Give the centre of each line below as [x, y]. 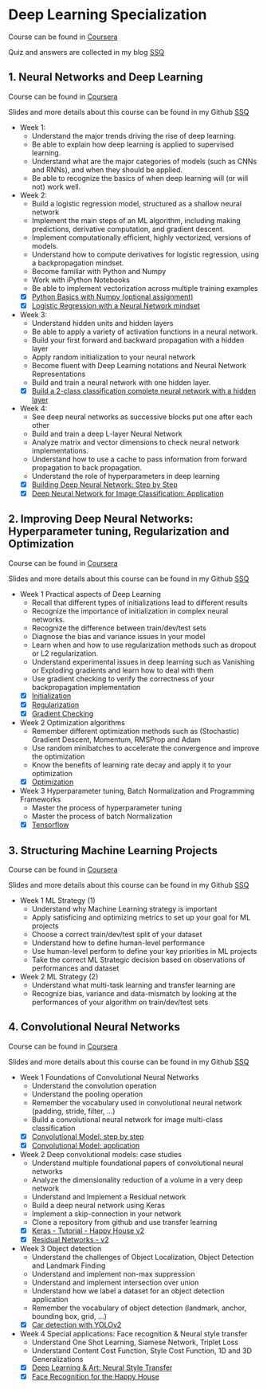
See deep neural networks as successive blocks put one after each [142, 417]
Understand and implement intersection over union [115, 1283]
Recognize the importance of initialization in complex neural [130, 610]
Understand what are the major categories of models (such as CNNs [144, 161]
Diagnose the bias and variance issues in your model [118, 636]
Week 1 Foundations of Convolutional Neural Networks [109, 1077]
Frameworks [40, 799]
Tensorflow [50, 825]
